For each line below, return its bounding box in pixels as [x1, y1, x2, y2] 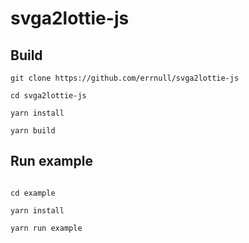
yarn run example [10, 223, 83, 233]
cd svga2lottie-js [10, 91, 87, 101]
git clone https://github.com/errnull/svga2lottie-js [10, 73, 240, 83]
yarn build [10, 126, 56, 136]
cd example [10, 188, 56, 198]
